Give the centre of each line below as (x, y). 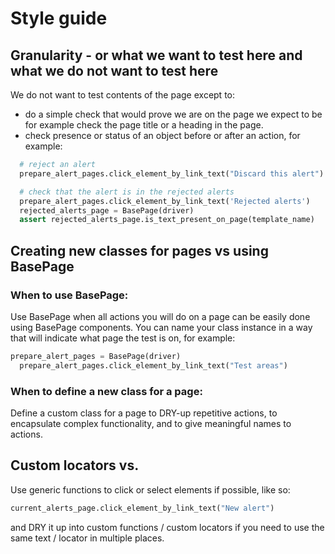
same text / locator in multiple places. (87, 538)
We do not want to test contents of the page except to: (123, 95)
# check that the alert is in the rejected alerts (127, 192)
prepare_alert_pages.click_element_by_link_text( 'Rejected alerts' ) (165, 201)
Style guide (59, 18)
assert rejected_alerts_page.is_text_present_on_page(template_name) (167, 220)
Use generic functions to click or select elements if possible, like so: (150, 489)
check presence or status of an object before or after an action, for (162, 135)
